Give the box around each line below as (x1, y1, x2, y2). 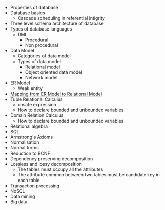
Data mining (10, 193, 35, 199)
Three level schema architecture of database (10, 20, 104, 26)
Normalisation (10, 139, 39, 145)
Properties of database (10, 5, 58, 10)
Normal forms (10, 145, 39, 151)
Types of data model (17, 58, 61, 64)
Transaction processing (10, 183, 60, 189)
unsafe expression (17, 102, 57, 107)
